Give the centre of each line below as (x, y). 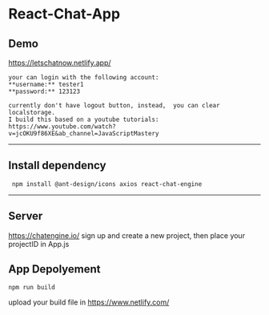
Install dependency (57, 166)
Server (26, 216)
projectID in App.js (39, 244)
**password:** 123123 (44, 91)
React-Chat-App (64, 14)
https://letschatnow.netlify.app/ (60, 63)
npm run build (32, 288)
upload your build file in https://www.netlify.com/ (89, 302)
